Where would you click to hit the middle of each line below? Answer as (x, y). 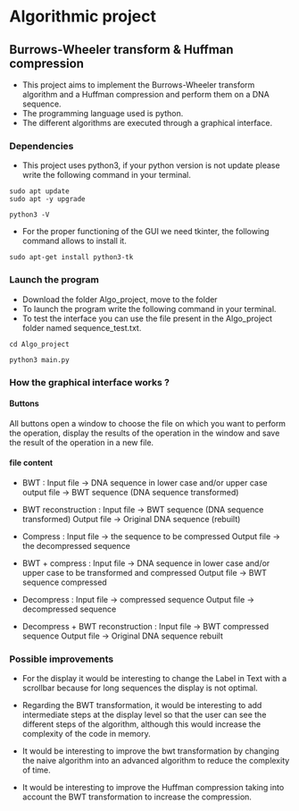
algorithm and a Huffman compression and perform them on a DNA (146, 94)
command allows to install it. (74, 241)
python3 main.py (39, 359)
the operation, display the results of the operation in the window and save (145, 433)
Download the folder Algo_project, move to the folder (120, 299)
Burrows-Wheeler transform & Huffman (121, 50)
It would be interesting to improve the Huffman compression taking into (153, 788)
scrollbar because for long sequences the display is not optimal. (140, 688)
